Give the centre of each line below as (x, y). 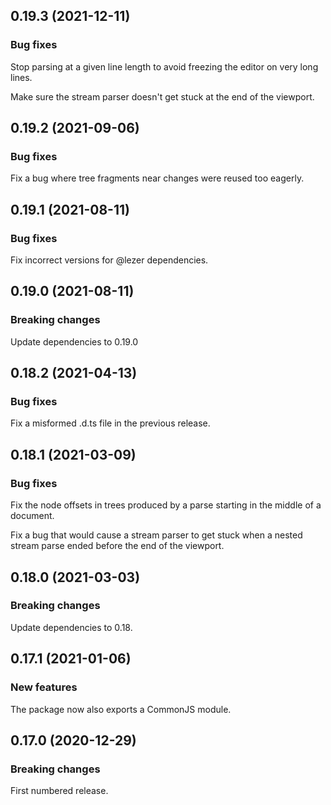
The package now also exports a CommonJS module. (121, 709)
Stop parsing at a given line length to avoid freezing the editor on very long (164, 66)
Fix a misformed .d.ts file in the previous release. (110, 423)
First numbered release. (59, 791)
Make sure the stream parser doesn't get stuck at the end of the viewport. (162, 96)
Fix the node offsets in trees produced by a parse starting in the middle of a (166, 505)
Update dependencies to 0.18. (71, 627)
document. (32, 516)
